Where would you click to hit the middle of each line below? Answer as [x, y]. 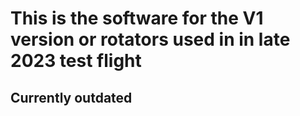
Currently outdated [71, 97]
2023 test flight [76, 61]
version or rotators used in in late [150, 39]
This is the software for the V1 [137, 18]
